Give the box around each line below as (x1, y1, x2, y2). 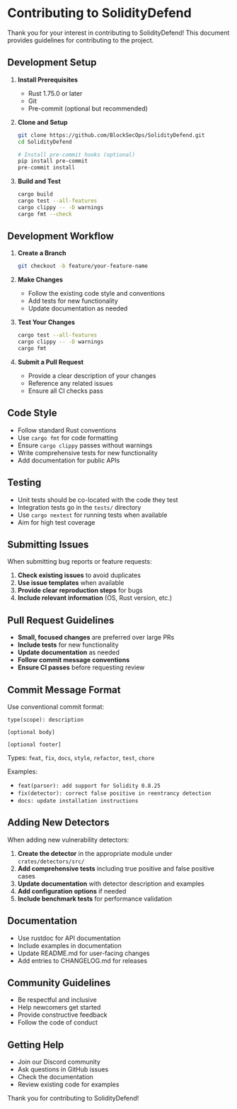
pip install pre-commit (17, 157, 88, 165)
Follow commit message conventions (17, 656, 129, 664)
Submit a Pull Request (17, 357, 83, 366)
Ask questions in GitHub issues (17, 1065, 109, 1074)
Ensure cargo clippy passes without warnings (17, 441, 153, 450)
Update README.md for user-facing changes (17, 949, 150, 957)
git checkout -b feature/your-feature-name (17, 262, 149, 270)
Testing (7, 477, 42, 489)
